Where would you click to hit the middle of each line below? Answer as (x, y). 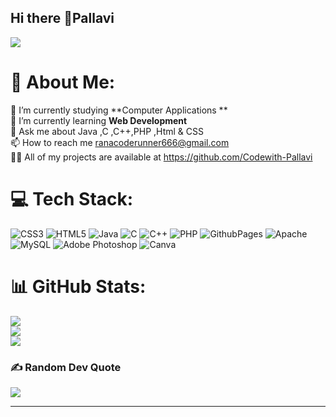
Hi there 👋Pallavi (62, 18)
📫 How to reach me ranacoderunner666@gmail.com (120, 142)
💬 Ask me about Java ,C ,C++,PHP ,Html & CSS (107, 131)
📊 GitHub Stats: (78, 286)
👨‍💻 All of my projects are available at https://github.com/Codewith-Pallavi (161, 157)
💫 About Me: (63, 82)
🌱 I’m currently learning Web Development (99, 120)
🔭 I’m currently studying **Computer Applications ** (119, 110)
